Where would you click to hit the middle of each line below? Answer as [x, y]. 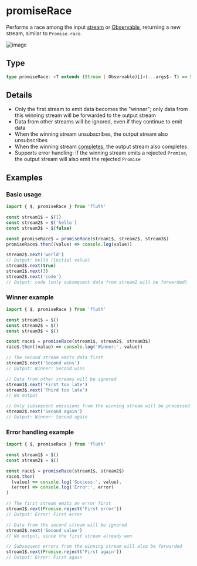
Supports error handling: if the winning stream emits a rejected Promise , [101, 153]
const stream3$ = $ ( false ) [39, 228]
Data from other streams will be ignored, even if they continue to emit [98, 122]
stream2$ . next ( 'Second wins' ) [43, 363]
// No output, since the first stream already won [69, 536]
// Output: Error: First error [44, 514]
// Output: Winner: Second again [47, 417]
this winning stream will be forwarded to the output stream [85, 115]
